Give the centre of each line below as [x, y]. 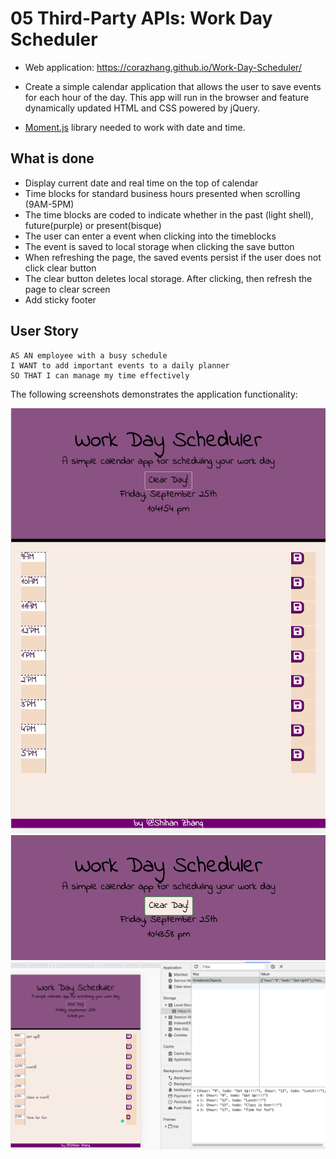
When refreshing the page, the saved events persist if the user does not [173, 257]
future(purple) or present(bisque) [93, 225]
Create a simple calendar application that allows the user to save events [173, 86]
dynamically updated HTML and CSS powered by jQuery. [142, 108]
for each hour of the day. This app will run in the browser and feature [167, 97]
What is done [52, 158]
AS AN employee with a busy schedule [89, 355]
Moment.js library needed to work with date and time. [135, 127]
